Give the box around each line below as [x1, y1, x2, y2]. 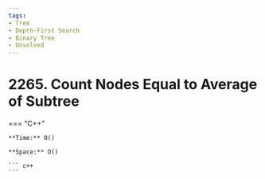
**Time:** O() [8, 134, 56, 142]
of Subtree [8, 92, 80, 111]
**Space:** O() [8, 148, 59, 156]
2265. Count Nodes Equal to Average [8, 76, 258, 94]
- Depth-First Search [8, 26, 80, 34]
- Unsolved [8, 41, 45, 49]
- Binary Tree [8, 33, 56, 42]
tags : [8, 11, 26, 20]
